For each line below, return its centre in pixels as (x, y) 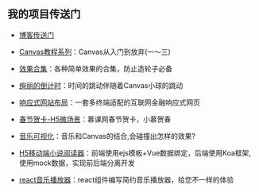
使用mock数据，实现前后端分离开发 (77, 163)
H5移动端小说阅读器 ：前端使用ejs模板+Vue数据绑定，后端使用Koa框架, (135, 152)
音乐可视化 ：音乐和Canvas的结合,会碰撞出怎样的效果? (107, 136)
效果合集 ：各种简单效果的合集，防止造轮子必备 (95, 68)
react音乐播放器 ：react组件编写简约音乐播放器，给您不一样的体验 (126, 179)
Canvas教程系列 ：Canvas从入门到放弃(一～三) (95, 52)
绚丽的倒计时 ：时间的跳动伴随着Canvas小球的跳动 (101, 85)
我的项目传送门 (44, 14)
